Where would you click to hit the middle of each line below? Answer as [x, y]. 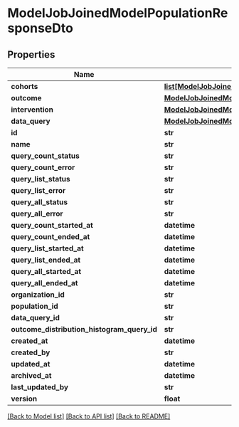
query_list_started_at [47, 248]
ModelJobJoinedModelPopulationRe [118, 13]
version [24, 399]
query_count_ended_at [51, 237]
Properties [31, 54]
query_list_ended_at [46, 260]
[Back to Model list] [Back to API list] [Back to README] [89, 416]
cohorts [25, 86]
